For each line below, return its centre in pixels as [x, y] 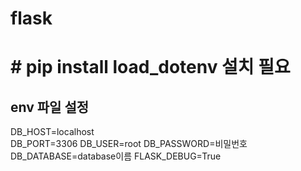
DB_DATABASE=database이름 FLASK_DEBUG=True [116, 156]
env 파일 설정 [50, 107]
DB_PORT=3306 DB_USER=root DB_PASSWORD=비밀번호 [129, 144]
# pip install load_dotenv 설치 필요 [150, 67]
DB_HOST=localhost [52, 132]
